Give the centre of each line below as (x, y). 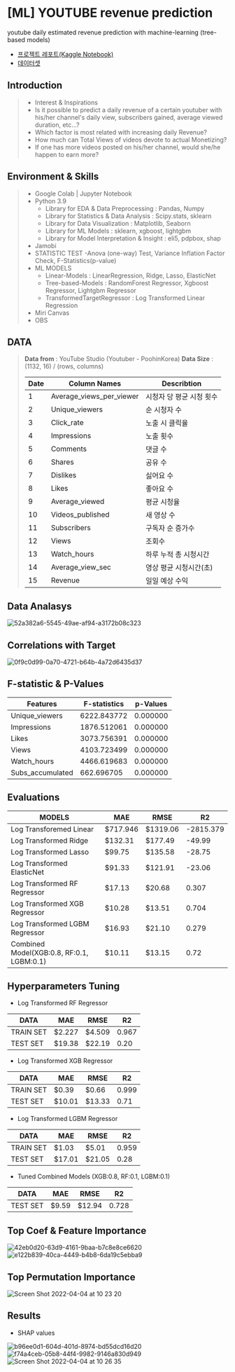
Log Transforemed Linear (52, 829)
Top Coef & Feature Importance (77, 1231)
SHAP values (36, 1333)
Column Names (95, 383)
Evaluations (34, 797)
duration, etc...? (57, 125)
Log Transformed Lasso (50, 852)
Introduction (35, 86)
